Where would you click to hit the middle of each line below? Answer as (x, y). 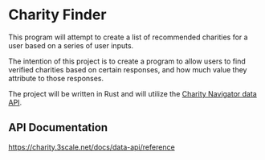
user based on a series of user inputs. (71, 45)
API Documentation (58, 127)
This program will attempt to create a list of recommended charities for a (128, 37)
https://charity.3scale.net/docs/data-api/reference (92, 147)
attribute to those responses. (56, 78)
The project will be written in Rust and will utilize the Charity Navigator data (132, 93)
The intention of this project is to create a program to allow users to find (127, 61)
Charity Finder (57, 15)
